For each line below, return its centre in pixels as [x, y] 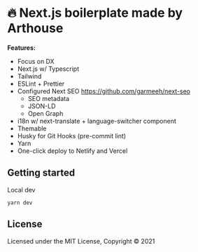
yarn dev [20, 203]
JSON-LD [42, 106]
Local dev [21, 190]
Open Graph [45, 113]
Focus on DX [36, 61]
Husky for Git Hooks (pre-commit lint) [72, 135]
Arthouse [35, 28]
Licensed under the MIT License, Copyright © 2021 [81, 241]
